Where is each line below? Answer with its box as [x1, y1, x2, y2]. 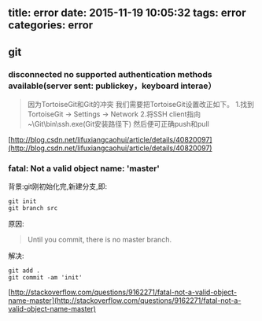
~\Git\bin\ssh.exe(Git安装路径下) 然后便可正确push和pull [27, 120, 210, 129]
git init [8, 197, 37, 205]
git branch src [8, 205, 58, 212]
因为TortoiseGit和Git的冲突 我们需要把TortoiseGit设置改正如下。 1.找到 [27, 100, 254, 109]
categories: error [8, 19, 94, 32]
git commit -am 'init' [8, 274, 83, 282]
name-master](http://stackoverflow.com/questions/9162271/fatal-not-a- [8, 296, 242, 305]
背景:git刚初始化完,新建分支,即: [8, 182, 108, 191]
